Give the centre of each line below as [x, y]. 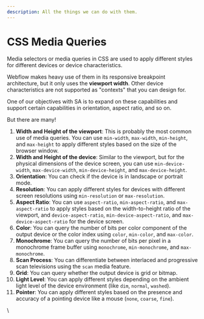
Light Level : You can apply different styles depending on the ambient [102, 279]
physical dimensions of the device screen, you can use [84, 163]
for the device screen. [96, 221]
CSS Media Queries [57, 41]
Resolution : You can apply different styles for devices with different [100, 189]
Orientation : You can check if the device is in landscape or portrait [99, 176]
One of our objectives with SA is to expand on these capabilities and [92, 101]
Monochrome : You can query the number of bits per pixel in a [93, 240]
